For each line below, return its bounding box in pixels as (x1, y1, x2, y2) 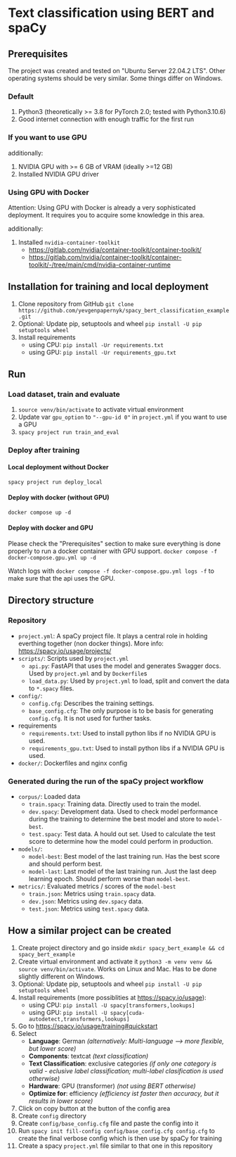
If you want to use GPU (8, 132, 87, 142)
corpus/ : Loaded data (18, 792, 81, 800)
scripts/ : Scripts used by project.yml (18, 654, 129, 662)
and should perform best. (28, 859, 103, 868)
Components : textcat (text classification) (28, 1051, 149, 1060)
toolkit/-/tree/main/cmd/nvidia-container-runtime (28, 260, 171, 269)
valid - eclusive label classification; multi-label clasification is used (28, 1066, 223, 1075)
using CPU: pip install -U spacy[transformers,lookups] (28, 1001, 195, 1009)
